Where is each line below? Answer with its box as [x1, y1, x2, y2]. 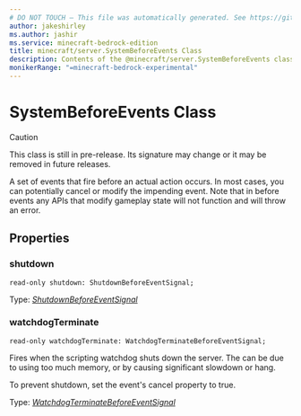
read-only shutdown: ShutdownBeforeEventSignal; [9, 278, 194, 288]
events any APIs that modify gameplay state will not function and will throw [9, 195, 287, 206]
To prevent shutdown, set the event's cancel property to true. [9, 379, 236, 390]
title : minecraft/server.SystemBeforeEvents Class [9, 47, 202, 56]
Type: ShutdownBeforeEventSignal [9, 294, 138, 305]
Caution [9, 131, 39, 142]
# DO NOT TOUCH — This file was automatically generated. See [9, 13, 246, 22]
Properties [9, 231, 70, 246]
